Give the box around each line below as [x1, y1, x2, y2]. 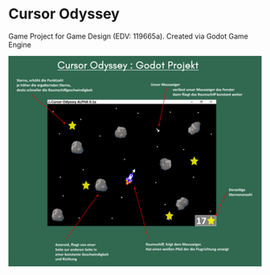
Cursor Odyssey [8, 5, 121, 23]
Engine [8, 39, 32, 49]
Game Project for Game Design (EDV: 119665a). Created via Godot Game [8, 31, 249, 41]
